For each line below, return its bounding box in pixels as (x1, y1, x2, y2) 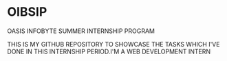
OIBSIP (7, 4, 47, 20)
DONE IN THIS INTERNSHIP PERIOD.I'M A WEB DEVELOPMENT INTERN (7, 47, 211, 56)
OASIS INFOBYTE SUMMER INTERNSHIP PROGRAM (7, 27, 155, 35)
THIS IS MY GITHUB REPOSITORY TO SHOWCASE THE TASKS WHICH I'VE (7, 40, 220, 48)
